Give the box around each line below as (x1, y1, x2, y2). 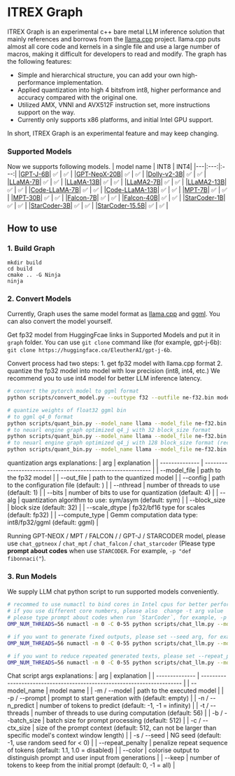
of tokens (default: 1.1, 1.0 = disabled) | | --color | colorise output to (7, 746, 199, 754)
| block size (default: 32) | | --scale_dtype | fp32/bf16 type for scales (7, 503, 206, 512)
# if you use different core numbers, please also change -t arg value (7, 608, 224, 615)
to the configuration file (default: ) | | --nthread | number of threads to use (7, 481, 220, 489)
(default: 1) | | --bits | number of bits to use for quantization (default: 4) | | (7, 489, 219, 497)
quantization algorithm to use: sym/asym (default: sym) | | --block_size (21, 496, 226, 505)
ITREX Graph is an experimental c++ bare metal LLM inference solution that (7, 27, 225, 36)
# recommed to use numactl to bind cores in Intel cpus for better (7, 601, 208, 608)
